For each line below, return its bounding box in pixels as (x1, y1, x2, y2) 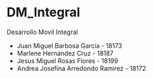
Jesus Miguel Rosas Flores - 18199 (16, 56, 118, 65)
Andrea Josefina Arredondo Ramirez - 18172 (16, 64, 147, 72)
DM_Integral (6, 4, 81, 21)
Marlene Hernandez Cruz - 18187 (16, 49, 114, 57)
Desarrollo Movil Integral (6, 28, 79, 36)
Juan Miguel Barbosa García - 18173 (16, 41, 123, 50)
